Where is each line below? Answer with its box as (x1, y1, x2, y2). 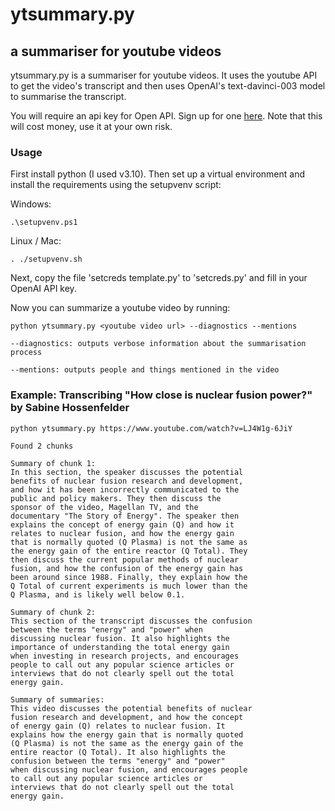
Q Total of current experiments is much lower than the (10, 581, 248, 591)
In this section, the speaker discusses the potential (10, 467, 244, 477)
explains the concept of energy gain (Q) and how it (10, 519, 235, 530)
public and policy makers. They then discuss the (10, 493, 222, 503)
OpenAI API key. (10, 283, 77, 295)
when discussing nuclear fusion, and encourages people (10, 764, 248, 775)
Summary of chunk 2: (10, 607, 97, 617)
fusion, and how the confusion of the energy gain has (10, 563, 244, 573)
